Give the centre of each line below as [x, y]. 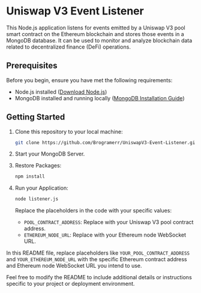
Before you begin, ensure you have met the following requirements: [89, 80]
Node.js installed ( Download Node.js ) [61, 92]
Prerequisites [32, 66]
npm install [30, 177]
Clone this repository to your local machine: [69, 131]
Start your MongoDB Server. [50, 154]
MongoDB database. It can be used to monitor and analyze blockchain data [99, 40]
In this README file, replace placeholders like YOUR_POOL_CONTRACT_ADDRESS [98, 253]
